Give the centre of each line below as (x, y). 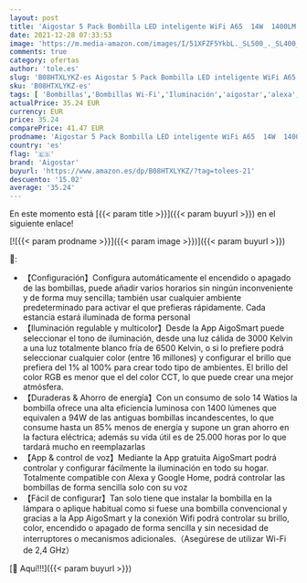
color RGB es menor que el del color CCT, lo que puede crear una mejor (158, 377)
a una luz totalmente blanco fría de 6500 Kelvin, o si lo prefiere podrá (153, 348)
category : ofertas (44, 60)
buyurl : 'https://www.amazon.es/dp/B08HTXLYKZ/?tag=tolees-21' (132, 171)
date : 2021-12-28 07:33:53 (61, 35)
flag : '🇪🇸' (32, 154)
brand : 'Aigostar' (44, 162)
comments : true (38, 52)
